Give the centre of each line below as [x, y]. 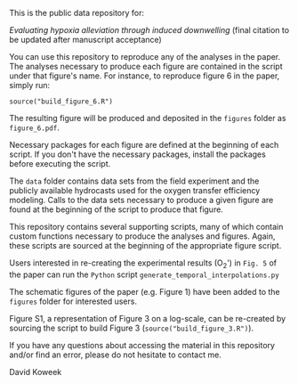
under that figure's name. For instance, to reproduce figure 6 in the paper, [145, 76]
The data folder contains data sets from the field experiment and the [134, 181]
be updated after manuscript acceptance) [85, 40]
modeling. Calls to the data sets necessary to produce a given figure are [141, 200]
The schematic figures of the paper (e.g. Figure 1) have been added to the [145, 291]
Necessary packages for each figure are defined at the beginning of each [144, 145]
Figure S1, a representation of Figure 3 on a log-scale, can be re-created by [148, 318]
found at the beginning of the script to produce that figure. [117, 209]
